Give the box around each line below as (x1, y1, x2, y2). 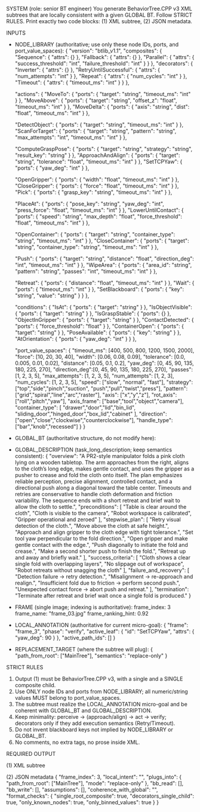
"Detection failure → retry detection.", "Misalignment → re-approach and (14, 573, 193, 580)
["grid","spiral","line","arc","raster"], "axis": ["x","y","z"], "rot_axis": (14, 391, 177, 398)
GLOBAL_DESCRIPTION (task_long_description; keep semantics (14, 446, 172, 453)
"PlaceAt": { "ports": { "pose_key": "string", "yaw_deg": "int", (14, 200, 164, 207)
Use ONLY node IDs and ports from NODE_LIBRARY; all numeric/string (14, 688, 188, 695)
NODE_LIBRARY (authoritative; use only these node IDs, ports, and (14, 41, 179, 48)
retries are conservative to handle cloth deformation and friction (14, 491, 173, 497)
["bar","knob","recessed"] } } (14, 423, 85, 430)
